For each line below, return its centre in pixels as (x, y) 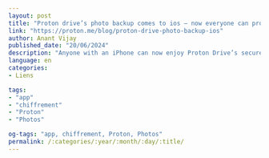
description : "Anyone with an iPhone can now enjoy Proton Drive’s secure (136, 53)
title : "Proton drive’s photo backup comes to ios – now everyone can (128, 23)
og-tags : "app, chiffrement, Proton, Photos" (85, 134)
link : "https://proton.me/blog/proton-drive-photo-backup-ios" (116, 30)
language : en (30, 61)
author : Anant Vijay (43, 38)
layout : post (30, 16)
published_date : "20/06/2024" (59, 46)
